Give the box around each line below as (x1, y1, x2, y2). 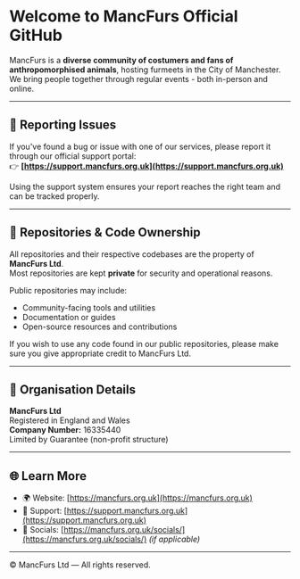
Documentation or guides (21, 311, 116, 322)
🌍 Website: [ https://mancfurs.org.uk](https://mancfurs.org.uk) (21, 492, 253, 503)
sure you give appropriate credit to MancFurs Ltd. (9, 348, 192, 359)
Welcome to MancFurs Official (9, 6, 238, 27)
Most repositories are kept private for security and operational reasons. (9, 268, 273, 278)
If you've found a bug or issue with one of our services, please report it (9, 141, 271, 152)
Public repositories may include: (9, 285, 128, 295)
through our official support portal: (9, 150, 137, 161)
